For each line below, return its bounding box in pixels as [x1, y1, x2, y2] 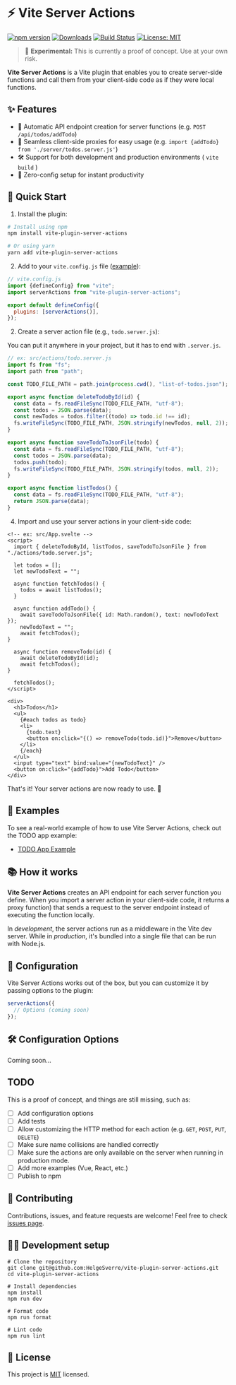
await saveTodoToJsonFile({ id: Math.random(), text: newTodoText [20, 611, 219, 618]
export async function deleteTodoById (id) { [7, 393, 140, 401]
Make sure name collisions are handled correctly [17, 1140, 159, 1148]
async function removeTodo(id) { [13, 648, 112, 655]
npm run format [7, 1314, 52, 1321]
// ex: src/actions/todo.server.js [7, 355, 112, 362]
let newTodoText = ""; [13, 567, 80, 575]
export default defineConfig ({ [7, 301, 99, 309]
